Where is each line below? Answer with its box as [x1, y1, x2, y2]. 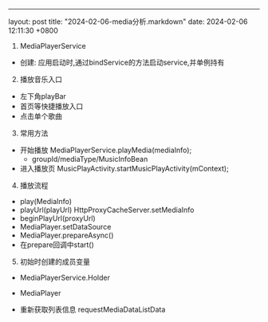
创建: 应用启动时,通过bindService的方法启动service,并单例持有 [19, 57, 225, 67]
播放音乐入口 [19, 75, 62, 84]
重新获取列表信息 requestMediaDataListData [19, 304, 166, 314]
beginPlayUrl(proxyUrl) [19, 214, 96, 223]
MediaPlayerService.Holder [19, 273, 110, 282]
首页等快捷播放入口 [19, 101, 84, 111]
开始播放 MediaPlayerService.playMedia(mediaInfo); [19, 145, 192, 155]
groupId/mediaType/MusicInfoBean [31, 155, 148, 163]
